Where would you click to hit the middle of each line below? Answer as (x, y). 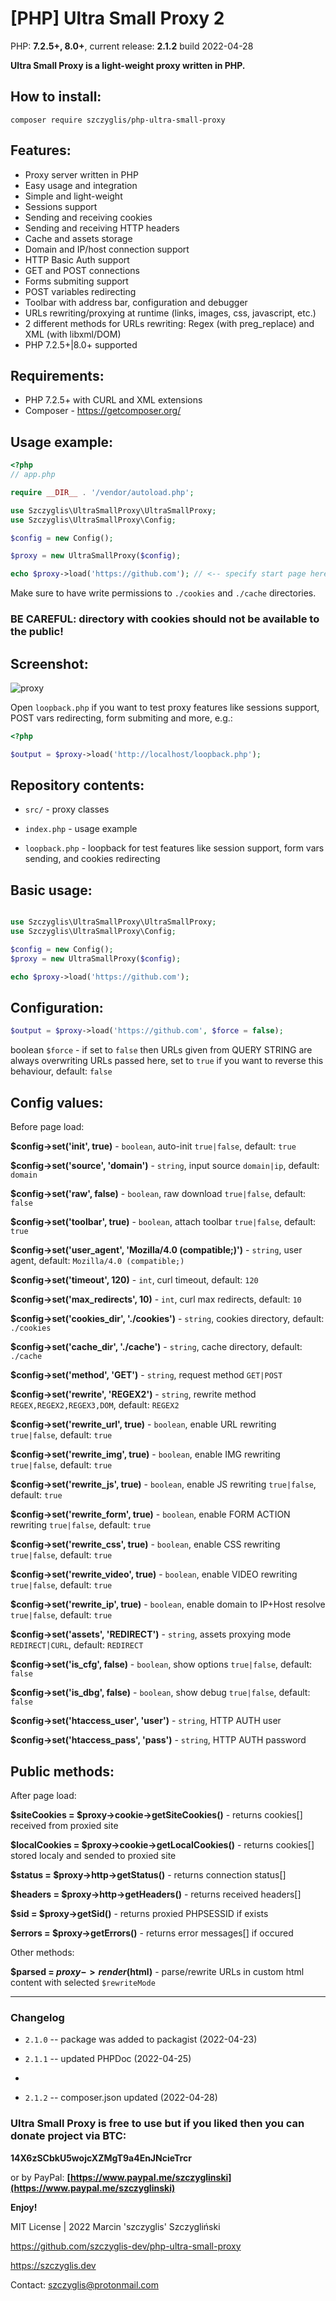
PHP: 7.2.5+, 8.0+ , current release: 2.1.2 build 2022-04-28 (132, 46)
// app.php (33, 475)
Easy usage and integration (81, 185)
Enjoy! (24, 2207)
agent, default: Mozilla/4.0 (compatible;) (97, 1261)
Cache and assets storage (78, 238)
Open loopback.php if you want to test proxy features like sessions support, (165, 707)
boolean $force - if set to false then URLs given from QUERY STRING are (161, 1050)
